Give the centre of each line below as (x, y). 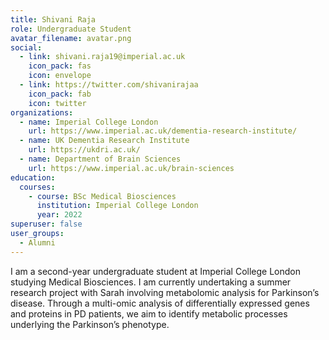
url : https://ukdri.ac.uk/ (84, 150)
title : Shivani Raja (53, 19)
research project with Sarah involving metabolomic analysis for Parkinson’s (165, 292)
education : (33, 177)
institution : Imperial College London (117, 206)
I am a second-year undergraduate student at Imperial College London (156, 271)
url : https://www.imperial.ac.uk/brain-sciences (131, 168)
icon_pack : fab (60, 94)
